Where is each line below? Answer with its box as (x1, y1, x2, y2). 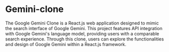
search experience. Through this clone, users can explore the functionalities (5, 36, 164, 42)
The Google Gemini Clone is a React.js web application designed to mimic (5, 20, 159, 26)
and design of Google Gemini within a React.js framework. (5, 41, 126, 47)
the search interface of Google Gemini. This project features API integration (5, 25, 163, 31)
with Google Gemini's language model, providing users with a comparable (5, 30, 159, 36)
